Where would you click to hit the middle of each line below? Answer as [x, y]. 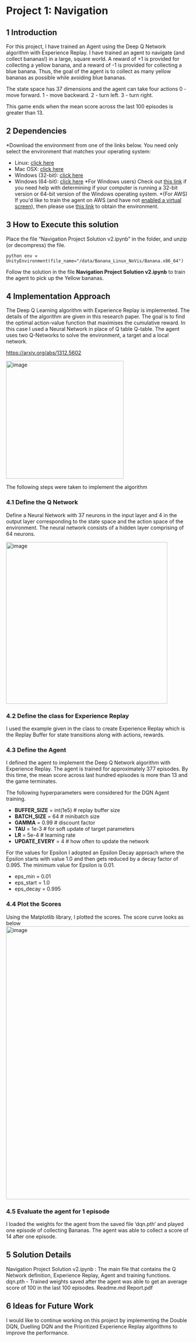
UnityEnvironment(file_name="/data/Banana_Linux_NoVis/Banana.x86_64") [95, 261]
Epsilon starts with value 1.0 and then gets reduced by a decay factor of [92, 859]
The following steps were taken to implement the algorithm [77, 487]
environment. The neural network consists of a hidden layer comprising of [95, 528]
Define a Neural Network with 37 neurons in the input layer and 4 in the [92, 515]
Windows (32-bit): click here [49, 175]
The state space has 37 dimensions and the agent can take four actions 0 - [96, 89]
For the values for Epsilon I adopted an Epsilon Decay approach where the [95, 853]
